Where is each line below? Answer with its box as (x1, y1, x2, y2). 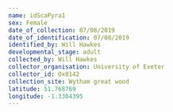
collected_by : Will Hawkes (8, 56, 98, 64)
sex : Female (8, 19, 48, 27)
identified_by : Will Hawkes (8, 41, 102, 49)
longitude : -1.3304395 (8, 92, 83, 100)
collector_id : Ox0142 (8, 70, 80, 78)
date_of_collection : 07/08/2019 (8, 26, 115, 34)
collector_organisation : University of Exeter (8, 63, 165, 71)
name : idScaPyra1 (8, 11, 66, 20)
